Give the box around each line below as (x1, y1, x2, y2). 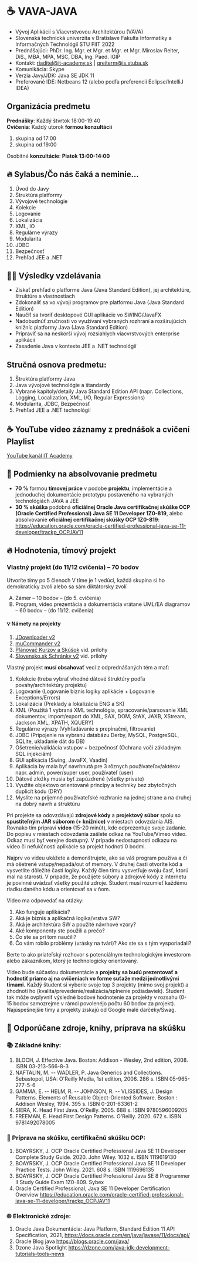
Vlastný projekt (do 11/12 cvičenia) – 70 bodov (6, 563, 140, 571)
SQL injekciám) (15, 750, 52, 757)
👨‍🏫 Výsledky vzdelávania (6, 271, 101, 281)
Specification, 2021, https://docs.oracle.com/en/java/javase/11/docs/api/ (15, 1231, 190, 1238)
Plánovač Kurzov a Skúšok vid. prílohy (15, 646, 108, 653)
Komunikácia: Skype (15, 65, 65, 72)
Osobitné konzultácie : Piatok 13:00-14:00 (6, 152, 110, 159)
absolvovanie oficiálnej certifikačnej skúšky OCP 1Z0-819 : (15, 516, 160, 523)
